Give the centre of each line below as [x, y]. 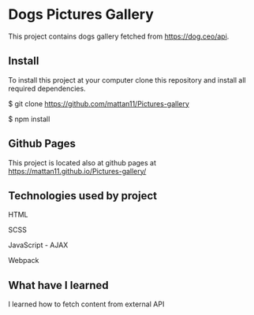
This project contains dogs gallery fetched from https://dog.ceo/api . [119, 36]
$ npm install [29, 119]
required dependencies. [47, 88]
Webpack [24, 261]
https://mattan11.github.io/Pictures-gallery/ [77, 171]
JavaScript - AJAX [38, 245]
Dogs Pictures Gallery [81, 15]
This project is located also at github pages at [82, 162]
